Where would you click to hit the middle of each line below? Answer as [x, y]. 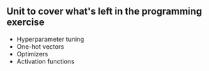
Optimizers [32, 54]
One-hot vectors [40, 46]
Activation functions [45, 61]
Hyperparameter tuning [50, 39]
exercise [25, 23]
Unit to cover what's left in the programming [104, 11]
